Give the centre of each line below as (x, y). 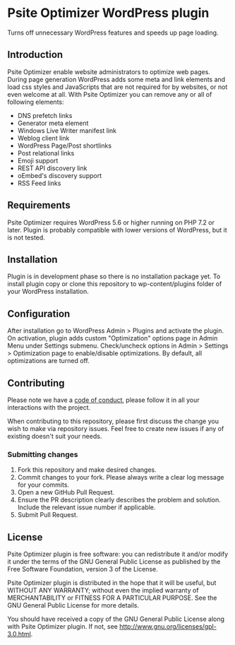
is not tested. (26, 237)
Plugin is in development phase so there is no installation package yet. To (114, 276)
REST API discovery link (52, 168)
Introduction (35, 55)
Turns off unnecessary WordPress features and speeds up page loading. (113, 32)
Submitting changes (43, 454)
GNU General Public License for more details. (73, 605)
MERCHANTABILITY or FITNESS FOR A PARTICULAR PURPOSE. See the (112, 598)
